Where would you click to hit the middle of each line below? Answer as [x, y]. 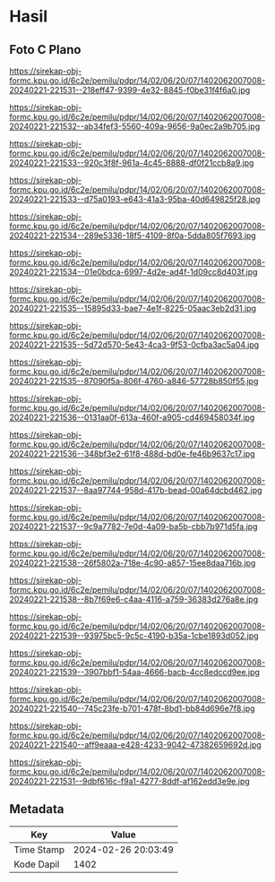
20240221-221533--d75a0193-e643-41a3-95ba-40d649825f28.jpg [135, 199]
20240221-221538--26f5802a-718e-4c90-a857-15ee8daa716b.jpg [133, 563]
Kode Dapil [37, 864]
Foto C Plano [45, 50]
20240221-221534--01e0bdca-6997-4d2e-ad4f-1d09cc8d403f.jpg [133, 272]
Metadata [37, 809]
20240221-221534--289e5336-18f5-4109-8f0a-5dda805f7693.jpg [133, 235]
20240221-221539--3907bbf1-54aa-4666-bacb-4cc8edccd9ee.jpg [134, 672]
